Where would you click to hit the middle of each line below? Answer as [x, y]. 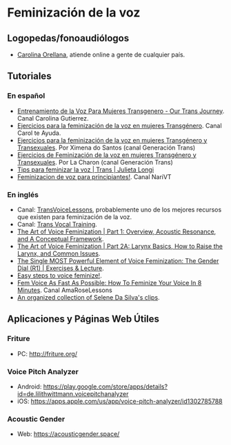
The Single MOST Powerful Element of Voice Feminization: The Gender [118, 260]
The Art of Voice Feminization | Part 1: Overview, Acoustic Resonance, [117, 231]
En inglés [23, 194]
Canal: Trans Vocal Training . [57, 224]
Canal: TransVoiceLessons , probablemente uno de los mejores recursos [119, 209]
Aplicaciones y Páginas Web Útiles [83, 319]
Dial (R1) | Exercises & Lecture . [61, 268]
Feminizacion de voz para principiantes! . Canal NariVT [94, 176]
